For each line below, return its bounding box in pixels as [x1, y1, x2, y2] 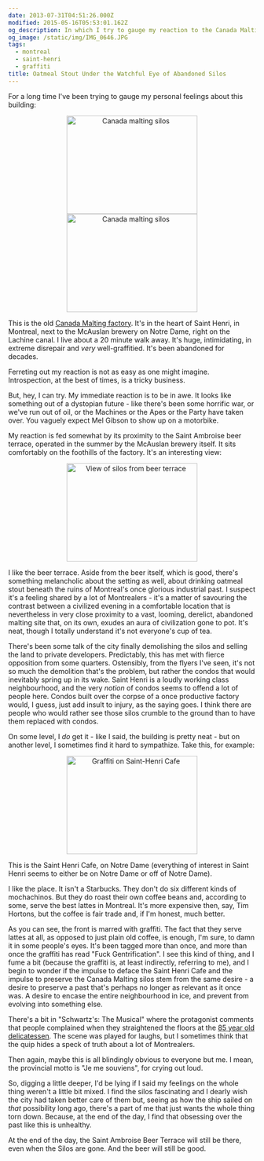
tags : [8, 41, 26, 49]
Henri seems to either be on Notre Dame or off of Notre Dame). [8, 869, 212, 878]
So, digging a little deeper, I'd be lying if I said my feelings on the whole [8, 1078, 239, 1088]
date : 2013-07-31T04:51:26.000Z [8, 11, 114, 20]
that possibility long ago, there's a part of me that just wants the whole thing [8, 1103, 255, 1112]
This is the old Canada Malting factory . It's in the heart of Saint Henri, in [8, 318, 240, 328]
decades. [8, 351, 38, 361]
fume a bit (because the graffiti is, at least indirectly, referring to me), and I [8, 958, 249, 967]
